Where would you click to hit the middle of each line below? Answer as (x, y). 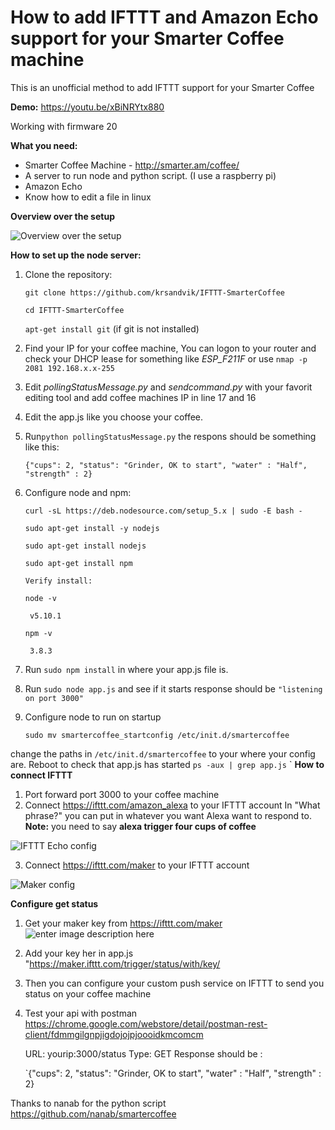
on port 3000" (54, 698)
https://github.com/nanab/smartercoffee (93, 1113)
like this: (42, 447)
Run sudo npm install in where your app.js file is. (126, 669)
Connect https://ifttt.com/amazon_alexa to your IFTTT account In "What (172, 805)
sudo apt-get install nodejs (85, 546)
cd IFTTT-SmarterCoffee (74, 310)
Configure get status (54, 903)
